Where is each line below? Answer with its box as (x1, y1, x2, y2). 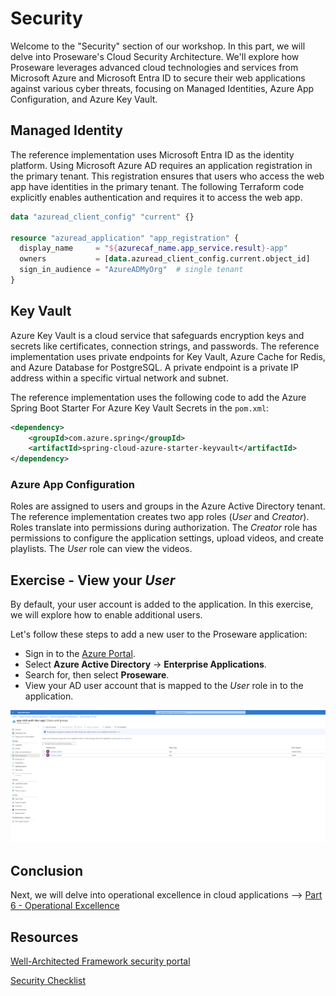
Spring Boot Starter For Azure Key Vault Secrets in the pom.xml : (10, 402, 270, 414)
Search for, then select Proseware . (24, 669, 170, 681)
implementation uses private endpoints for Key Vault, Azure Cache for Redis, (10, 350, 326, 362)
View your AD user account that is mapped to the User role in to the (24, 680, 304, 692)
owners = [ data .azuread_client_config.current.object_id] (19, 254, 311, 264)
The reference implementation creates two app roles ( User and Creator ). (10, 511, 310, 523)
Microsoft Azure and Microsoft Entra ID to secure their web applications (10, 72, 306, 84)
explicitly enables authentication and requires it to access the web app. (10, 191, 303, 203)
